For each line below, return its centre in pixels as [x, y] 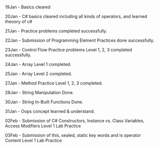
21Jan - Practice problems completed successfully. [56, 31]
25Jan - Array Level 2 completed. [39, 74]
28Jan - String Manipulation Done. [40, 92]
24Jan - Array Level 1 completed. [38, 64]
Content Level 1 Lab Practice [33, 140]
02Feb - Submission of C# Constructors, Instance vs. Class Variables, [75, 121]
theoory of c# [19, 22]
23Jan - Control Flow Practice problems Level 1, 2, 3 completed [69, 50]
